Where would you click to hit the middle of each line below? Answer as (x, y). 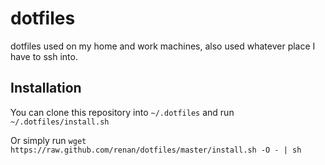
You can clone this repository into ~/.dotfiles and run (122, 112)
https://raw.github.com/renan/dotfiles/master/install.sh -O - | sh (156, 150)
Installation (46, 88)
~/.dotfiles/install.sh (60, 122)
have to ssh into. (44, 56)
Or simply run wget (48, 140)
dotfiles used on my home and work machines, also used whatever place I (163, 46)
